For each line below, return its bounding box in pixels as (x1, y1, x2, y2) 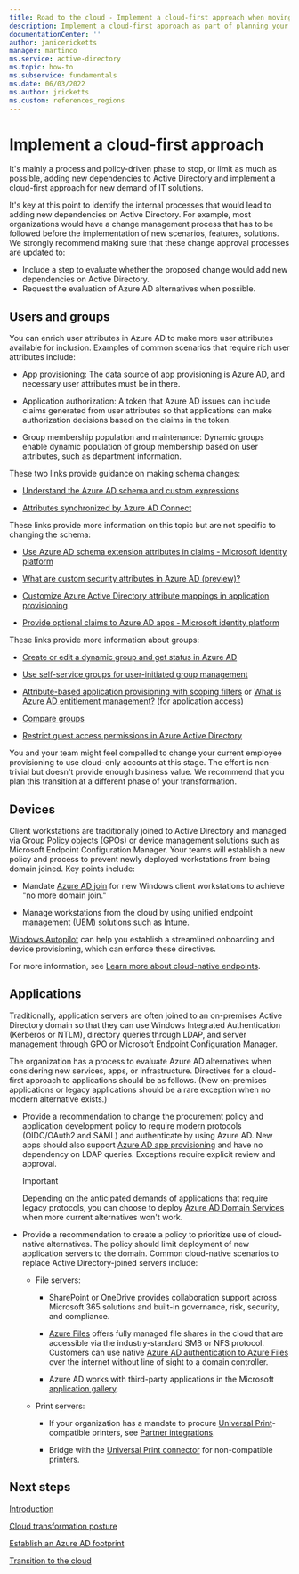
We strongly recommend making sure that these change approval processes (9, 238, 290, 249)
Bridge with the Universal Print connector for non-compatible (48, 1444, 273, 1455)
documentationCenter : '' (9, 29, 101, 38)
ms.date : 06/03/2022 (9, 79, 86, 88)
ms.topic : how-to (9, 63, 74, 72)
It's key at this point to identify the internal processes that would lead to (9, 200, 271, 210)
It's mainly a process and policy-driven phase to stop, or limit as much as (9, 164, 278, 175)
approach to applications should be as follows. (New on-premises (25, 1074, 267, 1085)
